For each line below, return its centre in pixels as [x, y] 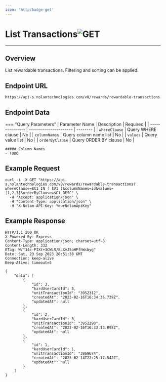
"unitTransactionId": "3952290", [66, 323]
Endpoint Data [27, 112]
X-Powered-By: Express [28, 237]
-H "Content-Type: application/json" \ [51, 201]
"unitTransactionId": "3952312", [66, 293]
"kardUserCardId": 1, [54, 349]
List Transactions [41, 34]
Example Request [33, 169]
